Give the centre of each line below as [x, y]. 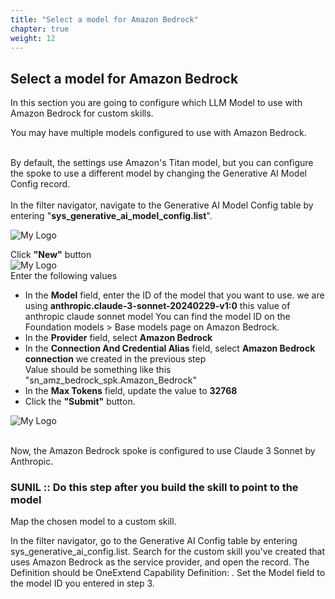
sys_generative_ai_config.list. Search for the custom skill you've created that [168, 552]
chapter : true [40, 29]
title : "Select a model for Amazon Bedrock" [104, 19]
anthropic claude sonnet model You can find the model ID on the [157, 317]
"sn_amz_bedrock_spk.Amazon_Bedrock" [110, 380]
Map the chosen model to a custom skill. [93, 522]
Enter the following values [64, 276]
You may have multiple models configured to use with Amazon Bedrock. [158, 133]
